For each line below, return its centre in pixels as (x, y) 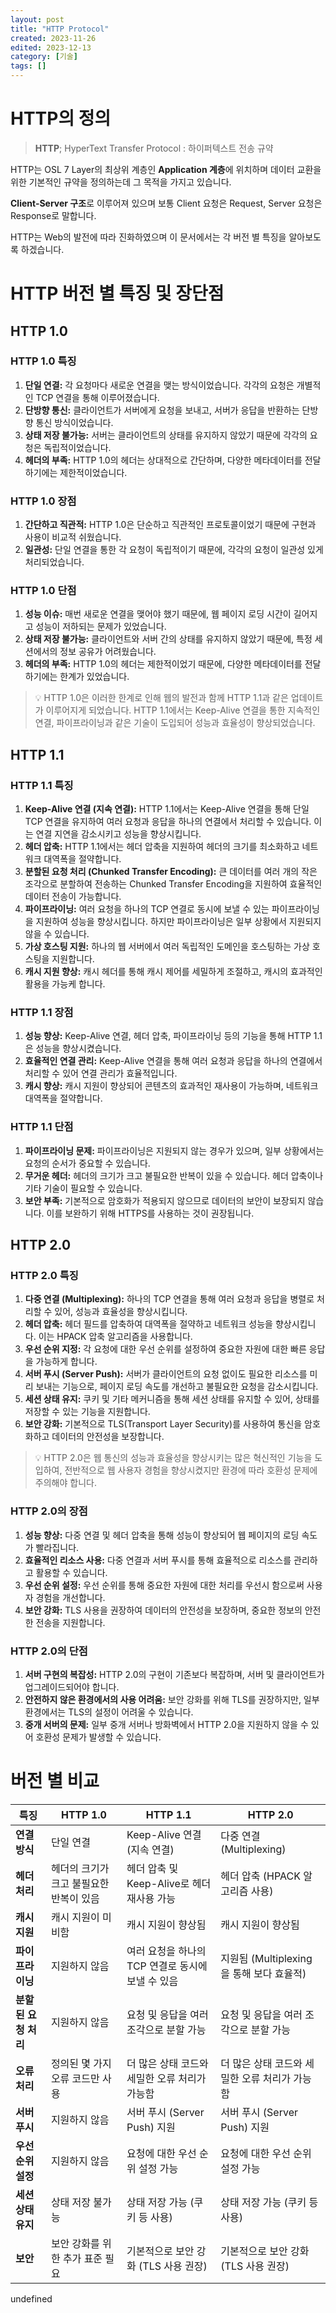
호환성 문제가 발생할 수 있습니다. (98, 1737)
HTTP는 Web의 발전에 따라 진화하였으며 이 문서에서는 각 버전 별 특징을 (148, 237)
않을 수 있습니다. (57, 934)
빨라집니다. (57, 1547)
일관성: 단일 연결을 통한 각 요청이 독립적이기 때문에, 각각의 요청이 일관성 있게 (174, 550)
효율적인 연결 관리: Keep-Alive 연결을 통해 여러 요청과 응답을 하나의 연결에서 (173, 1061)
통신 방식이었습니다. (74, 422)
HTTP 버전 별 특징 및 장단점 (117, 293)
